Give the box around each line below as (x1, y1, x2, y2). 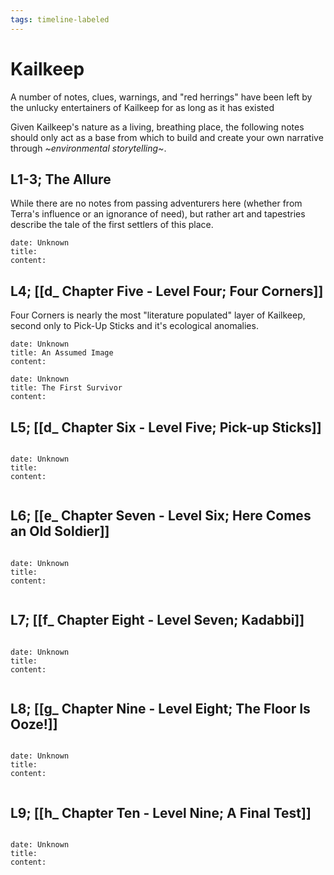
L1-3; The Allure (10, 171, 112, 188)
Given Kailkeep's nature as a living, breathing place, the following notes (10, 121, 305, 133)
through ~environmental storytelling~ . (10, 142, 167, 154)
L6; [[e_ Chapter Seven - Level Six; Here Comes (10, 507, 312, 525)
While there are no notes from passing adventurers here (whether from (10, 197, 303, 210)
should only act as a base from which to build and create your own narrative (10, 131, 324, 143)
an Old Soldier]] (10, 523, 110, 540)
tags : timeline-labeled (10, 14, 110, 25)
